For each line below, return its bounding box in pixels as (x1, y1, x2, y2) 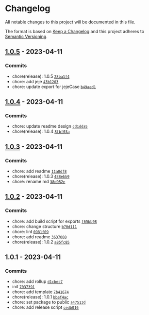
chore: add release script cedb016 (12, 304, 79, 310)
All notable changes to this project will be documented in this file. (5, 19, 136, 25)
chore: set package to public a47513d (12, 299, 86, 305)
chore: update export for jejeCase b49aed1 (12, 84, 96, 89)
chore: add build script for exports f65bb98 (12, 218, 97, 224)
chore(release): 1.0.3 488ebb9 (12, 174, 70, 179)
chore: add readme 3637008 (12, 234, 67, 240)
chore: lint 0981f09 (12, 228, 49, 234)
